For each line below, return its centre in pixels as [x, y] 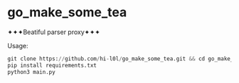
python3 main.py [31, 72]
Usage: [18, 45]
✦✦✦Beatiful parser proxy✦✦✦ [54, 32]
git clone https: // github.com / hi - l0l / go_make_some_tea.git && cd [106, 59]
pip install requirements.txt [52, 65]
